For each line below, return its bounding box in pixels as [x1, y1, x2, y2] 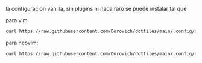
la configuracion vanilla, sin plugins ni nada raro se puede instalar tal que [5, 5, 187, 12]
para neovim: [5, 39, 39, 46]
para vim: [5, 17, 30, 23]
